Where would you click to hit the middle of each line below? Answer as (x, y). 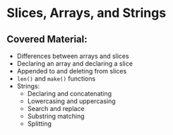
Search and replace (56, 108)
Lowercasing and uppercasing (71, 101)
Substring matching (56, 116)
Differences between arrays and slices (73, 56)
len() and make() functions (56, 78)
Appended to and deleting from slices (72, 71)
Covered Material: (47, 39)
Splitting (40, 124)
